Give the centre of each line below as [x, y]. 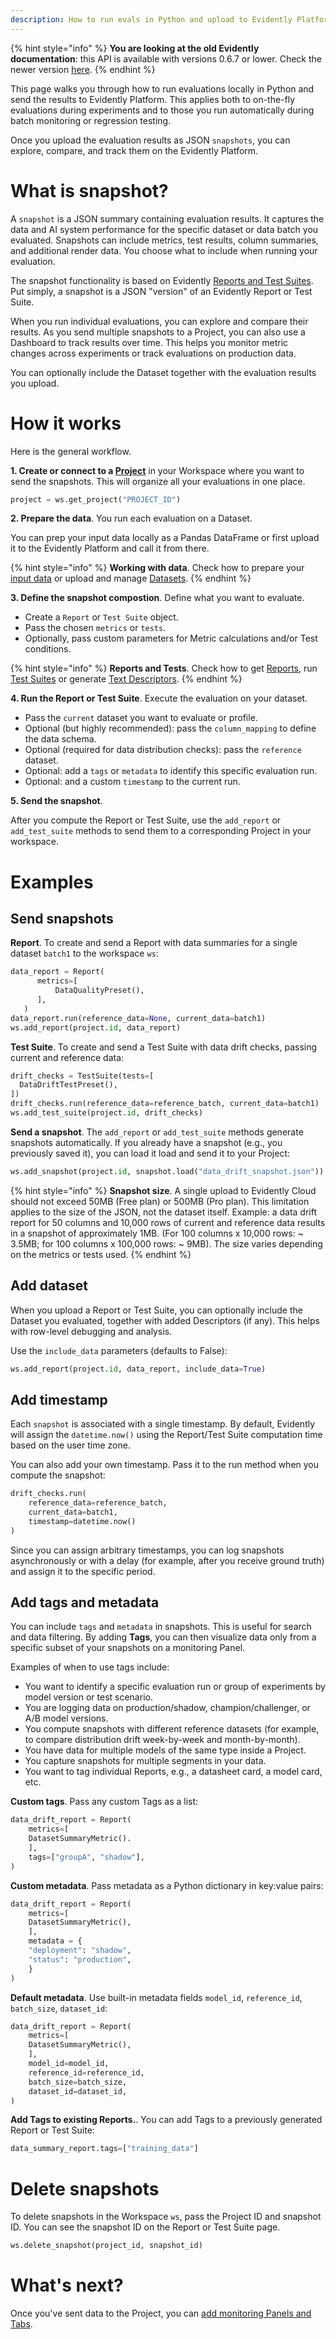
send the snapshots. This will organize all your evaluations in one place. [158, 481]
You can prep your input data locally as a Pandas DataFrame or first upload [165, 538]
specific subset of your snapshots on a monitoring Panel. [128, 1648]
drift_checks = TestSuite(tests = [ [82, 1076]
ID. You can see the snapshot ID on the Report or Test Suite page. [145, 2227]
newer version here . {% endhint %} [83, 69]
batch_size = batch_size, [78, 2082]
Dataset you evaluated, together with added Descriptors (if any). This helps [165, 1320]
